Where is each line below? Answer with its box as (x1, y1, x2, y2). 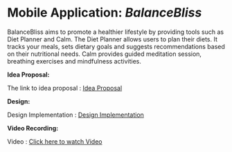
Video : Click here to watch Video (7, 137, 102, 146)
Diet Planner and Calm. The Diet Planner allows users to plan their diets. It (7, 35, 218, 43)
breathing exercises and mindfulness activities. (7, 57, 142, 65)
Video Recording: (7, 124, 59, 132)
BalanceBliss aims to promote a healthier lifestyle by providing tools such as (7, 28, 224, 36)
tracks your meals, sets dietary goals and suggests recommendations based (7, 42, 225, 50)
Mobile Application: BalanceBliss (7, 5, 202, 21)
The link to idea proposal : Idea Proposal (7, 84, 123, 92)
